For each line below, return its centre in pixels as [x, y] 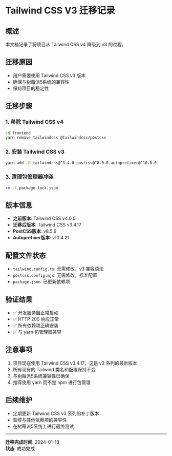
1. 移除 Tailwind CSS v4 [35, 122]
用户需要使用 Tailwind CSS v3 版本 [49, 75]
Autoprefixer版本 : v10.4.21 [41, 238]
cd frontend [18, 133]
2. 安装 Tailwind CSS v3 [35, 152]
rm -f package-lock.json [32, 188]
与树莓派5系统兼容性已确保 [41, 376]
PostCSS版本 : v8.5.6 [35, 231]
